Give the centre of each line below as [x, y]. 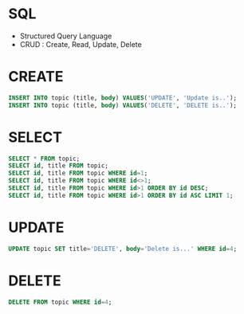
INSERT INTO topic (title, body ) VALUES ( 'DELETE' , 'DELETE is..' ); [123, 105]
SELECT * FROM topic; [44, 159]
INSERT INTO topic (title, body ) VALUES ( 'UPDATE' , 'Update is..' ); [123, 98]
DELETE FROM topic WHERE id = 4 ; [60, 302]
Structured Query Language [66, 36]
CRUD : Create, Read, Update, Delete [81, 44]
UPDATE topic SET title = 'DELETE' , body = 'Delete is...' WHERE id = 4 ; [123, 249]
